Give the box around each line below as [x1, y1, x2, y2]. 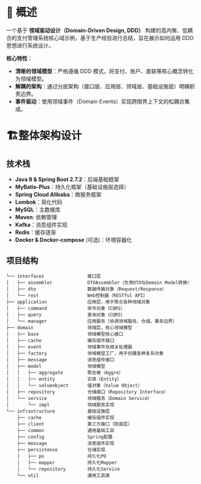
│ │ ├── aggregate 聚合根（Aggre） [6, 370, 124, 376]
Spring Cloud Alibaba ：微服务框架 [14, 191, 102, 198]
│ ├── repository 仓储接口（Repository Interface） [6, 388, 169, 395]
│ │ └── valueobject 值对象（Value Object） [6, 382, 143, 388]
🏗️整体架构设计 [6, 129, 82, 143]
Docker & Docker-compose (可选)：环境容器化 [14, 236, 132, 243]
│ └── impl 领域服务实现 [6, 402, 115, 408]
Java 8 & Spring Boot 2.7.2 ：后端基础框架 [14, 175, 120, 183]
